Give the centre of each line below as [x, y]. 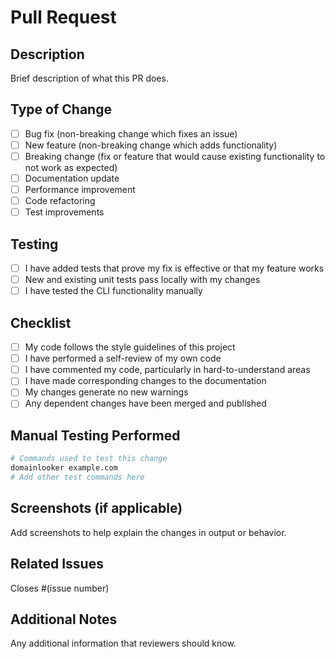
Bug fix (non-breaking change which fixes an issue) [131, 133]
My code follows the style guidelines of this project [130, 347]
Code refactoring [60, 201]
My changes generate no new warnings [106, 392]
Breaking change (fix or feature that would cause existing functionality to [175, 156]
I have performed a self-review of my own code [123, 358]
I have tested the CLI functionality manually [113, 291]
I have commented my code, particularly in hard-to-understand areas [167, 370]
